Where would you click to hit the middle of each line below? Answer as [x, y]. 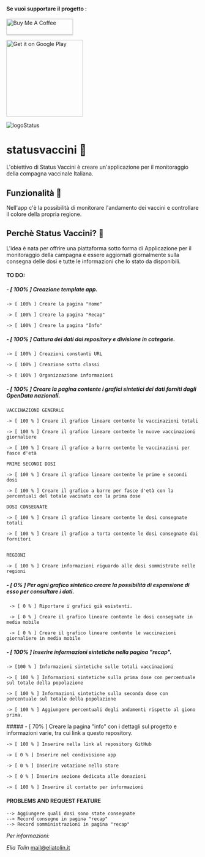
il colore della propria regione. [44, 214]
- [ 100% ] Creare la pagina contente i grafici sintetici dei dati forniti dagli [102, 389]
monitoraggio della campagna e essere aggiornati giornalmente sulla [93, 255]
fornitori [19, 539]
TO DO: [16, 275]
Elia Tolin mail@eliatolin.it [38, 848]
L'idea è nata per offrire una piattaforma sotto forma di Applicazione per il [99, 248]
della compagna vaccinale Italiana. [50, 174]
